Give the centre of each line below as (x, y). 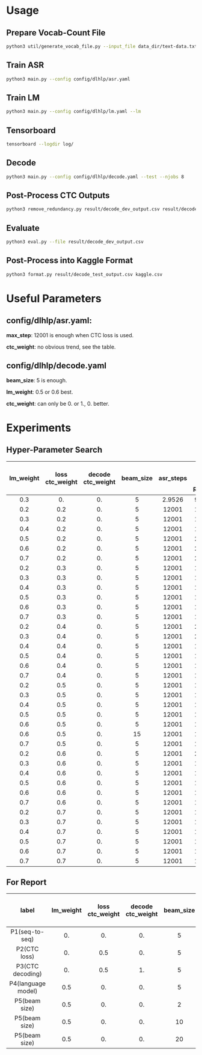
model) (27, 991)
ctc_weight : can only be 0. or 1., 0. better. (58, 403)
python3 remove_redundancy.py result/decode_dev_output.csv (83, 209)
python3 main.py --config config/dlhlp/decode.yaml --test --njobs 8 (95, 177)
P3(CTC (27, 967)
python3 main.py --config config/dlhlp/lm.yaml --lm (74, 112)
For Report (26, 882)
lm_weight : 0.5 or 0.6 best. (40, 392)
